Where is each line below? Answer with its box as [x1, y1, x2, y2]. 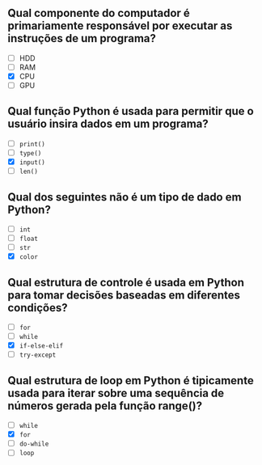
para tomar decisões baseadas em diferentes [7, 288, 240, 302]
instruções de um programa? [7, 32, 157, 45]
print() [19, 140, 45, 148]
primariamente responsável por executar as [7, 19, 233, 33]
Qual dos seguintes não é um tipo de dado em [7, 190, 242, 204]
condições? [7, 301, 68, 315]
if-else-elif [19, 342, 64, 350]
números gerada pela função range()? [7, 399, 203, 412]
